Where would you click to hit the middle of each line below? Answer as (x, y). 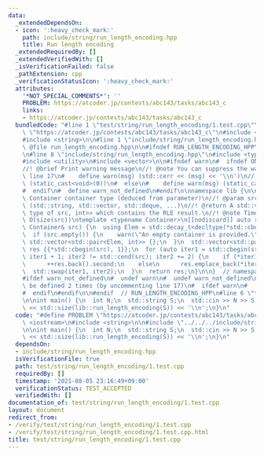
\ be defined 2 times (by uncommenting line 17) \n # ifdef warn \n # (135, 286)
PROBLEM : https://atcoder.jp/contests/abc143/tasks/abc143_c (124, 103)
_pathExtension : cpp (49, 74)
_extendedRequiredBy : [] (56, 52)
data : (17, 15)
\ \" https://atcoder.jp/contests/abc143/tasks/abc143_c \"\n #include (137, 132)
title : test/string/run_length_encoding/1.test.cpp (94, 439)
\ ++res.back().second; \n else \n (91, 264)
